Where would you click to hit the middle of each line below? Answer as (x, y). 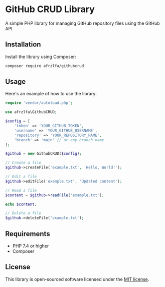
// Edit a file (21, 177)
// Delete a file (23, 213)
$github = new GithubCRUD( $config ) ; (43, 154)
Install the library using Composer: (41, 56)
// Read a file (21, 190)
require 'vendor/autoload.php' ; (39, 103)
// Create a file (23, 163)
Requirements (28, 234)
